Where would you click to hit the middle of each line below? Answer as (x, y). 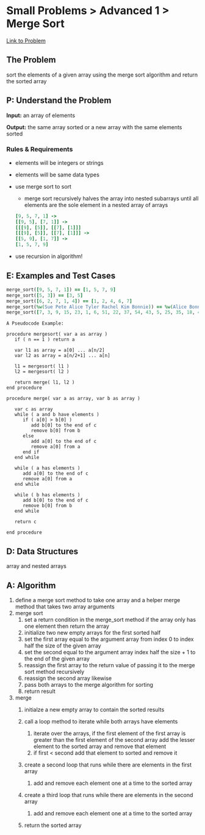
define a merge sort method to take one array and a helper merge (98, 600)
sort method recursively (54, 671)
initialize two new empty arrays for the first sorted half (92, 632)
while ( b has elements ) (47, 495)
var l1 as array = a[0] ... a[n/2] (59, 350)
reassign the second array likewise (68, 678)
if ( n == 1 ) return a (45, 340)
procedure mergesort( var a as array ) (57, 334)
